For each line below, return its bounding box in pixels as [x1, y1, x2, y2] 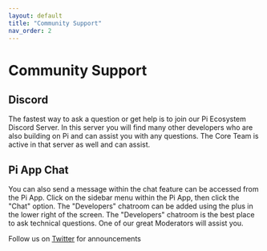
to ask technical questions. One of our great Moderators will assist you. [8, 218, 244, 229]
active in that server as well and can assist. [8, 140, 151, 149]
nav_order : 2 [8, 26, 52, 34]
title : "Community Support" [8, 19, 103, 27]
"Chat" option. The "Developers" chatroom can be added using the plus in [8, 201, 254, 211]
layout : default [8, 11, 63, 20]
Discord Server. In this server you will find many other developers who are [8, 123, 253, 132]
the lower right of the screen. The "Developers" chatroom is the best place [8, 210, 255, 220]
